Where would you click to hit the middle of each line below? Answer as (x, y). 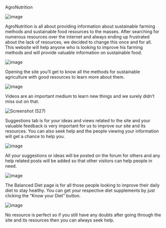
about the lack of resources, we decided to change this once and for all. (79, 42)
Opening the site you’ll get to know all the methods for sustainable (73, 72)
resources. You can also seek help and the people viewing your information (82, 131)
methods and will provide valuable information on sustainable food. (74, 52)
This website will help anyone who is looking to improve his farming (74, 47)
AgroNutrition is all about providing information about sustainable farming (80, 26)
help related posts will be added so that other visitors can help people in (79, 161)
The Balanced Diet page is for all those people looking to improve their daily (83, 185)
